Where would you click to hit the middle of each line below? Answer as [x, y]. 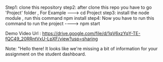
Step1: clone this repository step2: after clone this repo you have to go [79, 7]
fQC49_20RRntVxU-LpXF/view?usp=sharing [52, 39]
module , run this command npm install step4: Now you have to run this [80, 18]
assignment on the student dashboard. [46, 54]
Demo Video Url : [23, 33]
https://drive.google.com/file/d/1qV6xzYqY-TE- [91, 33]
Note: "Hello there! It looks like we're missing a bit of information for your [81, 49]
